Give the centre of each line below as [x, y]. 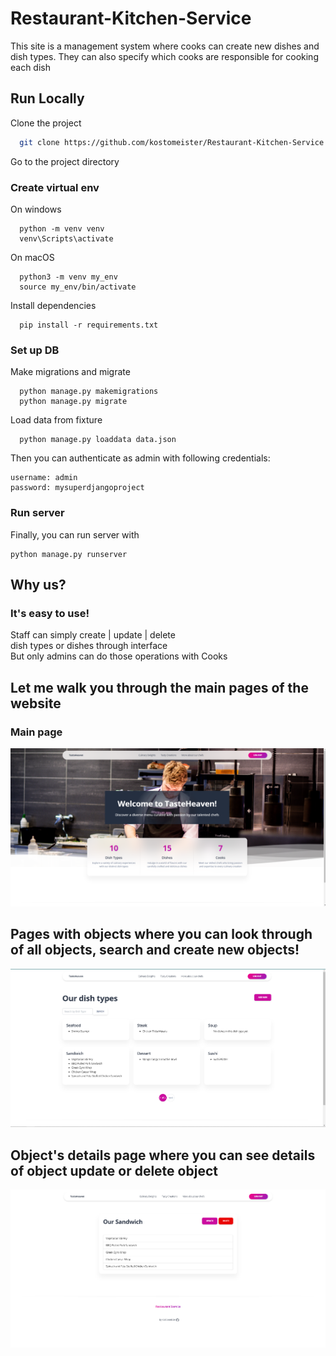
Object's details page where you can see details [163, 1155]
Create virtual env [55, 187]
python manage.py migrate [73, 402]
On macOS [32, 257]
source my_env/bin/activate [78, 287]
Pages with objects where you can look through [161, 934]
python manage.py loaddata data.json [98, 440]
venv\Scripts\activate [66, 238]
